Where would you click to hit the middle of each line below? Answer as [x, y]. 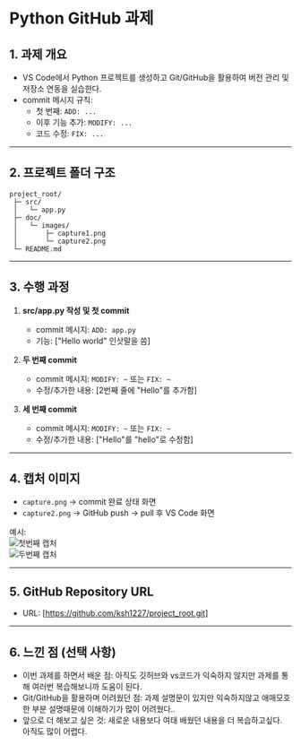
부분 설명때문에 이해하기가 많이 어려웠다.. [104, 709]
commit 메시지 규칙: [57, 100]
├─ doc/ [27, 217]
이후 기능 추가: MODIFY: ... [84, 122]
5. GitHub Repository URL [82, 591]
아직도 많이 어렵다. [55, 732]
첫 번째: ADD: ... [66, 111]
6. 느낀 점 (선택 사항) [63, 652]
